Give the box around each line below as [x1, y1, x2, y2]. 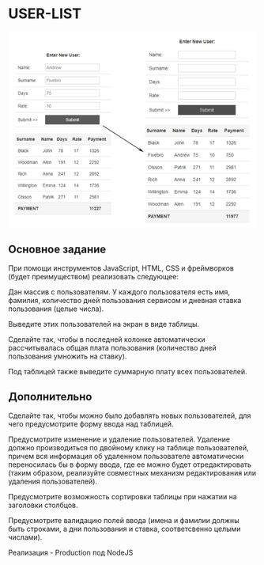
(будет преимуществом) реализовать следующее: [8, 272, 179, 282]
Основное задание [8, 242, 107, 256]
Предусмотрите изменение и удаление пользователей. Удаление [8, 434, 231, 444]
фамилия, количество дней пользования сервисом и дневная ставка [8, 296, 242, 305]
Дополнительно [8, 389, 92, 404]
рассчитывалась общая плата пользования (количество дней [8, 343, 217, 353]
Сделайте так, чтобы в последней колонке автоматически [8, 335, 206, 344]
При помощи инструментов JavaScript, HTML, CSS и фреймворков [8, 264, 235, 273]
